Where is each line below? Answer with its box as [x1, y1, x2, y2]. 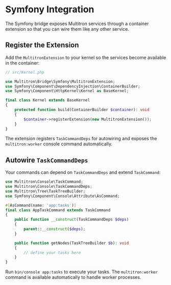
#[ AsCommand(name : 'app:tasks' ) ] [5, 203, 77, 208]
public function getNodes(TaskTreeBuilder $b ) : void [14, 240, 129, 246]
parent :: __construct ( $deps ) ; [23, 227, 86, 232]
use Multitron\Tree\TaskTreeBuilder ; [5, 188, 86, 194]
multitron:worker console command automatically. [5, 141, 113, 147]
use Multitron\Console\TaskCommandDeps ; [5, 184, 93, 189]
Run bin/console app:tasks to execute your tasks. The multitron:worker [5, 269, 158, 275]
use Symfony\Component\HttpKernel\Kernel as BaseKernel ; [5, 89, 129, 94]
